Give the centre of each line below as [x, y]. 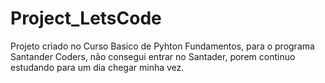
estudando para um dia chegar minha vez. [97, 67]
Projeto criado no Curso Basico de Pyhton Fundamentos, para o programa [162, 46]
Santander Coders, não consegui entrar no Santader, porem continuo [153, 56]
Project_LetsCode [86, 18]
